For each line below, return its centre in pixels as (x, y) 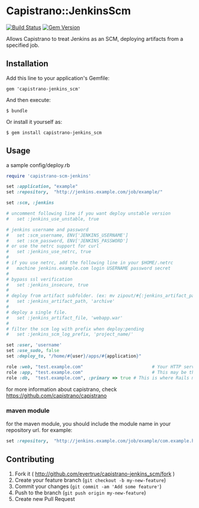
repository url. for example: (39, 430)
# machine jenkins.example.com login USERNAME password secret (88, 268)
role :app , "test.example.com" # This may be (96, 372)
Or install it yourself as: (34, 122)
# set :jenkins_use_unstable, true (53, 219)
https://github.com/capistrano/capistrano (57, 395)
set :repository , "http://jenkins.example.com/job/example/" (84, 192)
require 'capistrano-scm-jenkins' (49, 176)
